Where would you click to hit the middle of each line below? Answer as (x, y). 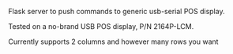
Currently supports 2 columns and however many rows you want (113, 41)
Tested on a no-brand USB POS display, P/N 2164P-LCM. (101, 26)
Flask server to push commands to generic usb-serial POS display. (116, 11)
